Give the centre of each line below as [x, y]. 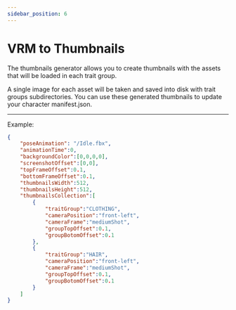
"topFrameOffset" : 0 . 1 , [53, 169]
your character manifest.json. [50, 104]
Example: [21, 124]
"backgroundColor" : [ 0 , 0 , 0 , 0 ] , [64, 157]
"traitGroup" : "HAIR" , [77, 255]
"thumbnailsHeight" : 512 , [56, 189]
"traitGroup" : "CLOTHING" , [83, 209]
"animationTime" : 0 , [48, 150]
